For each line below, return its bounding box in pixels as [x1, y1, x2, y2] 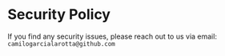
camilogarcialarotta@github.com [7, 39, 115, 48]
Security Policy [7, 6, 111, 24]
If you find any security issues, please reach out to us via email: [7, 32, 218, 41]
